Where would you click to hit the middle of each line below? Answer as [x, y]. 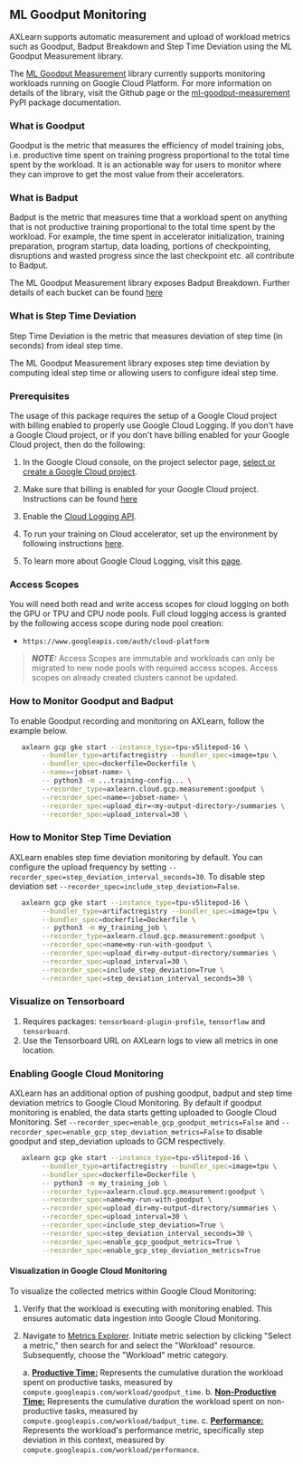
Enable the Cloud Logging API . [80, 516]
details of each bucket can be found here [86, 292]
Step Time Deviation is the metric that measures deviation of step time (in [146, 336]
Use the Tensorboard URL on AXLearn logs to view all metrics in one [150, 1041]
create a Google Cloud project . [80, 471]
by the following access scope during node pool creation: [117, 623]
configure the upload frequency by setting [88, 867]
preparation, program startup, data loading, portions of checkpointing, [140, 246]
